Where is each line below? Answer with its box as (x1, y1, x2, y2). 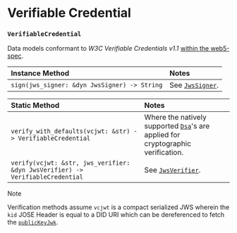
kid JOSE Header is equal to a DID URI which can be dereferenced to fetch (7, 210, 225, 219)
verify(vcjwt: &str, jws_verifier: (11, 159, 130, 167)
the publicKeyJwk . (7, 218, 59, 227)
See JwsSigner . (169, 80, 219, 90)
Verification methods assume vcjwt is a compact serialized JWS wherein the (7, 203, 230, 212)
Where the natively (144, 113, 207, 122)
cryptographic (144, 139, 192, 149)
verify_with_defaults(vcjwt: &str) (11, 127, 130, 135)
